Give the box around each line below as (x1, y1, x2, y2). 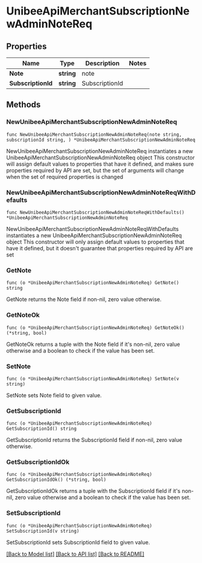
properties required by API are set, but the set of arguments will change (6, 166, 185, 174)
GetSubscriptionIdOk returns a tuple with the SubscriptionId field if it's (6, 487, 181, 495)
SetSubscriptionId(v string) (6, 528, 80, 534)
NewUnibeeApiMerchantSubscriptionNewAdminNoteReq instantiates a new (6, 147, 194, 155)
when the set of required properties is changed (6, 173, 124, 180)
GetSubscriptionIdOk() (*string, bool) (6, 477, 107, 483)
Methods (6, 100, 41, 110)
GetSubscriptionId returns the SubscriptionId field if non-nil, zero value (6, 437, 183, 444)
